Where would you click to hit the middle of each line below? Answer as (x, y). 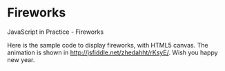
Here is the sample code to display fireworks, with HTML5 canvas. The (108, 45)
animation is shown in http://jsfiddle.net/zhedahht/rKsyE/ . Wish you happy (113, 52)
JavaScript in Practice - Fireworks (56, 32)
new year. (21, 59)
